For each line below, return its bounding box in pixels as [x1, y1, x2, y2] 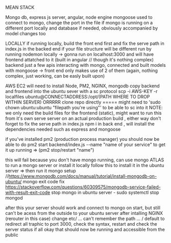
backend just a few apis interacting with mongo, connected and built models [5, 62, 166, 68]
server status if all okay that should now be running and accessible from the [5, 227, 165, 232]
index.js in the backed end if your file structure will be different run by [5, 46, 152, 52]
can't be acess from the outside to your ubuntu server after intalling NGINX [5, 210, 163, 216]
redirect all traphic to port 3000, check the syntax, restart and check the [5, 221, 157, 227]
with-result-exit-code [5, 189, 51, 196]
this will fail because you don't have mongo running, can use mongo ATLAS [5, 157, 164, 163]
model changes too [5, 31, 46, 36]
